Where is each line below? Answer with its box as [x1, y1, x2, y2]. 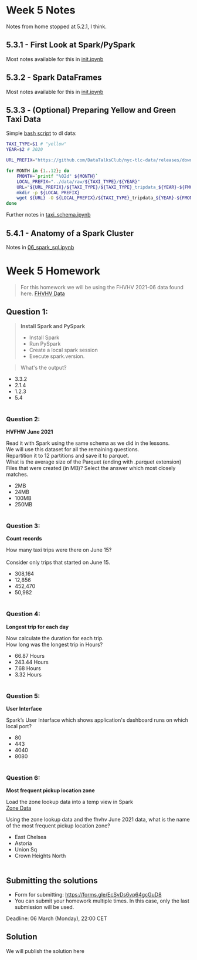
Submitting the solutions [6, 876, 98, 885]
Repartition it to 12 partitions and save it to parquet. [6, 452, 130, 459]
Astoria [14, 840, 32, 847]
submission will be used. [14, 903, 74, 910]
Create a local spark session [29, 346, 98, 353]
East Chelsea [14, 834, 47, 841]
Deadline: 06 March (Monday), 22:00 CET [6, 915, 107, 922]
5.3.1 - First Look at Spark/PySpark [6, 40, 136, 50]
